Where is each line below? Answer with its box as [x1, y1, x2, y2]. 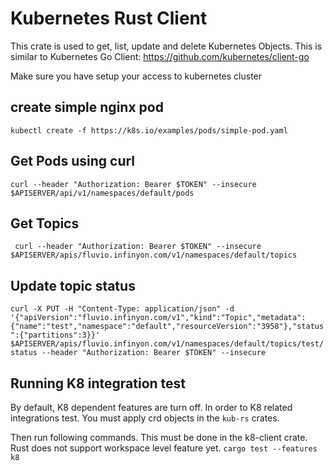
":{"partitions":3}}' [10, 330, 101, 341]
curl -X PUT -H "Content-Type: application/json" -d [10, 304, 235, 314]
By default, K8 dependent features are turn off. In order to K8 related [10, 402, 293, 413]
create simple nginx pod [10, 99, 164, 116]
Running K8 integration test [10, 375, 187, 392]
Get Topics [10, 215, 80, 232]
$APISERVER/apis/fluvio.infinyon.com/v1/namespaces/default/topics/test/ [10, 339, 325, 349]
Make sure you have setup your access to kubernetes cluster [10, 70, 263, 82]
